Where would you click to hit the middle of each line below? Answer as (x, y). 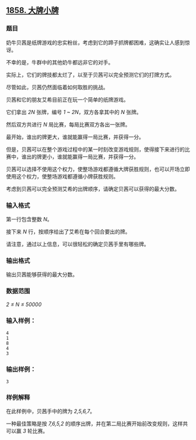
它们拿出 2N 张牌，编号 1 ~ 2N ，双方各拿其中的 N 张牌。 (74, 112)
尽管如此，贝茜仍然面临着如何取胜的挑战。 (57, 87)
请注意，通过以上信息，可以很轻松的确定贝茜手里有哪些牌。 (78, 244)
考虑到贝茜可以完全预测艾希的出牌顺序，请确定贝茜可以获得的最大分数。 (93, 188)
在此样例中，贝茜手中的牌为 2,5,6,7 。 (50, 411)
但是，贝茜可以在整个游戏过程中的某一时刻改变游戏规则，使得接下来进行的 (95, 149)
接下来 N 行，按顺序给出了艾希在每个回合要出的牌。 (68, 231)
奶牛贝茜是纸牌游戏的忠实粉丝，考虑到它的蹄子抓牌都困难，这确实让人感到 (95, 42)
